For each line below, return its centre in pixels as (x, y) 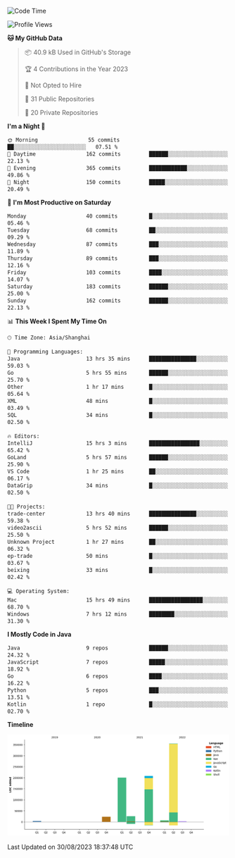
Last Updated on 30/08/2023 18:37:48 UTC (70, 847)
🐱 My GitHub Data (35, 38)
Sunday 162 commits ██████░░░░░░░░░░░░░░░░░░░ (118, 301)
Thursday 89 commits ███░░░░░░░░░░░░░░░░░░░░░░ (118, 259)
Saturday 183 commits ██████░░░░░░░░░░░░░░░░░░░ (118, 287)
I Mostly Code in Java (39, 634)
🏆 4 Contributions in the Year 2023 (76, 69)
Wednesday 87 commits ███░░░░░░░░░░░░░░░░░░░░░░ (118, 244)
